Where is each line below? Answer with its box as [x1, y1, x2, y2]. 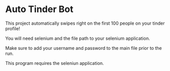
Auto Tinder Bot [5, 4, 74, 15]
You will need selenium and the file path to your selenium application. [5, 35, 150, 41]
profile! [5, 25, 20, 31]
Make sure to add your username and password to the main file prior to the [5, 45, 162, 51]
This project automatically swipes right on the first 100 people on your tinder [5, 20, 165, 26]
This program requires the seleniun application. [5, 60, 104, 66]
